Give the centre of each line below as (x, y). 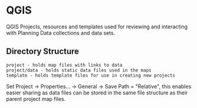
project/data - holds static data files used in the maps (79, 70)
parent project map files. (36, 99)
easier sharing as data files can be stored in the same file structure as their (97, 93)
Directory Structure (43, 52)
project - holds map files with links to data (64, 65)
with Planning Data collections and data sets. (61, 32)
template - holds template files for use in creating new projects (91, 75)
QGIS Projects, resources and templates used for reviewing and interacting (97, 27)
